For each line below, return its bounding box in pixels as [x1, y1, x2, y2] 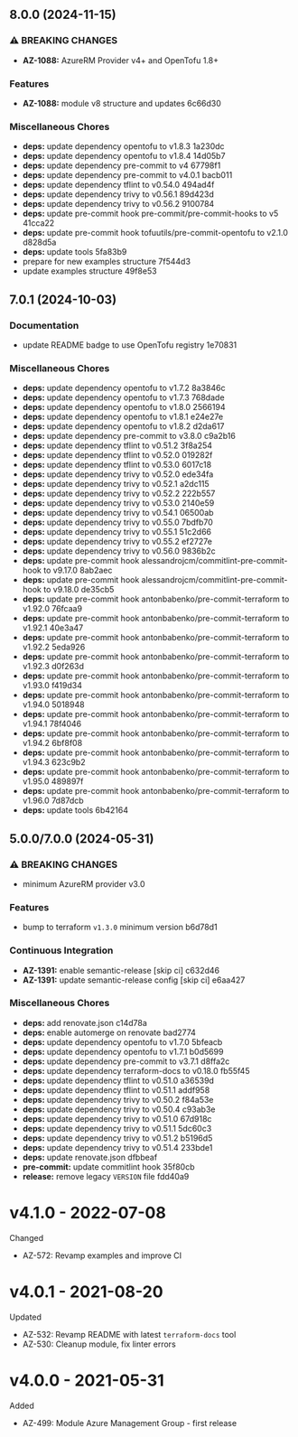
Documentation [9, 319, 79, 331]
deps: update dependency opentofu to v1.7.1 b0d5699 [22, 1046, 224, 1057]
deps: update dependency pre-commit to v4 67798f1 [22, 160, 221, 171]
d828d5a [22, 237, 57, 247]
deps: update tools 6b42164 [22, 805, 129, 816]
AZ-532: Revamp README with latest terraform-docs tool [22, 1329, 237, 1339]
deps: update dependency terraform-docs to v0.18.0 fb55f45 [22, 1065, 250, 1076]
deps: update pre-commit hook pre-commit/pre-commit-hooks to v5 [22, 208, 279, 219]
